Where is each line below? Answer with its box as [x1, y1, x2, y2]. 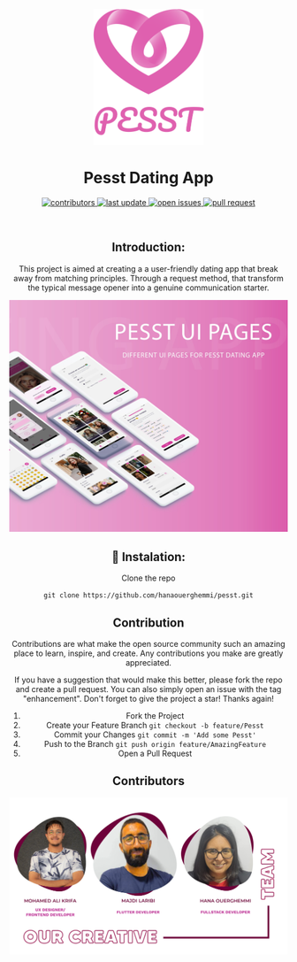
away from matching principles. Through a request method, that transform [12, 273, 285, 283]
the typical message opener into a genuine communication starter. [27, 282, 270, 293]
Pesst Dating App [83, 168, 214, 189]
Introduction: [111, 240, 186, 255]
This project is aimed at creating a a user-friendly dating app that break [19, 263, 278, 273]
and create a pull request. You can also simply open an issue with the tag [15, 684, 282, 695]
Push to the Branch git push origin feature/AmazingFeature [43, 739, 267, 750]
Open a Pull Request [118, 748, 193, 759]
